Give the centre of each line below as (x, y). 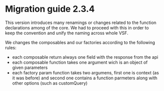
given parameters (30, 68)
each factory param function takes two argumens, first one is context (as (85, 72)
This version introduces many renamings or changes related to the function (81, 23)
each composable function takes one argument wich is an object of (80, 62)
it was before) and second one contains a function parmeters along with (85, 78)
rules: (11, 47)
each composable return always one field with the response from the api (85, 57)
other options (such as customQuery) (50, 83)
